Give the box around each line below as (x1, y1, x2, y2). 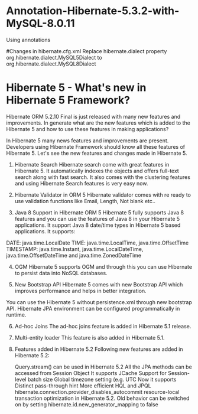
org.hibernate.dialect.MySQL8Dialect (6, 60, 96, 67)
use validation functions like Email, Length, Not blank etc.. (14, 197, 155, 204)
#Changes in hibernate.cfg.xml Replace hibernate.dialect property (6, 47, 167, 54)
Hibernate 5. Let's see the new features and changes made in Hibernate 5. (6, 149, 187, 157)
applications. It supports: (14, 227, 76, 234)
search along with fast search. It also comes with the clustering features (14, 173, 191, 181)
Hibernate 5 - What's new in (6, 81, 147, 94)
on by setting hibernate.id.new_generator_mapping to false (14, 400, 158, 408)
